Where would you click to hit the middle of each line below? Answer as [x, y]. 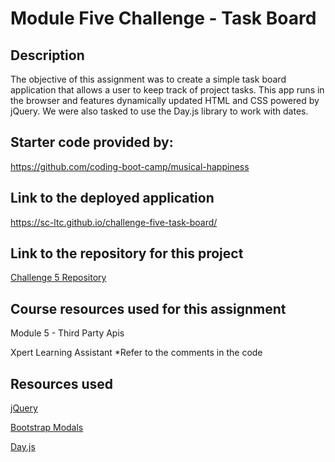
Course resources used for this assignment [148, 308]
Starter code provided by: [92, 142]
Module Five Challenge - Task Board [163, 18]
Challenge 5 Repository [58, 278]
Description [47, 55]
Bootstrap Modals [47, 428]
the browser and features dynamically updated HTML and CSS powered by [165, 100]
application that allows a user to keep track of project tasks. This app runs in [167, 90]
